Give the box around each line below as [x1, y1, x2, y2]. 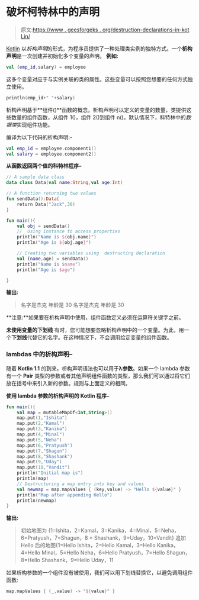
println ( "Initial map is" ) [17, 470, 84, 476]
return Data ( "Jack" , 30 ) [17, 201, 76, 207]
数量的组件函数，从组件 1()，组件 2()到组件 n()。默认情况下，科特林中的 [11, 114, 186, 121]
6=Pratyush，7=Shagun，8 [20, 534, 88, 541]
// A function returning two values [6, 191, 97, 196]
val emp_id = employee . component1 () [6, 146, 97, 151]
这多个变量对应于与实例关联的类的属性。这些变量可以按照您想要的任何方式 [6, 75, 188, 83]
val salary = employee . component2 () [6, 151, 97, 157]
